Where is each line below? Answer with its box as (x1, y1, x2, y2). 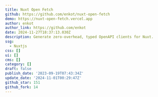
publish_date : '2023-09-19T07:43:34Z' (5, 71, 84, 76)
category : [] (5, 62, 32, 67)
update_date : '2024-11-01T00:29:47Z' (5, 75, 82, 80)
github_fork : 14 (5, 84, 38, 90)
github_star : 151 (5, 80, 40, 85)
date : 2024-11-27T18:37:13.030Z (5, 30, 71, 35)
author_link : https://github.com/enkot (5, 25, 86, 30)
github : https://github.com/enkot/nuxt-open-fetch (5, 12, 110, 17)
